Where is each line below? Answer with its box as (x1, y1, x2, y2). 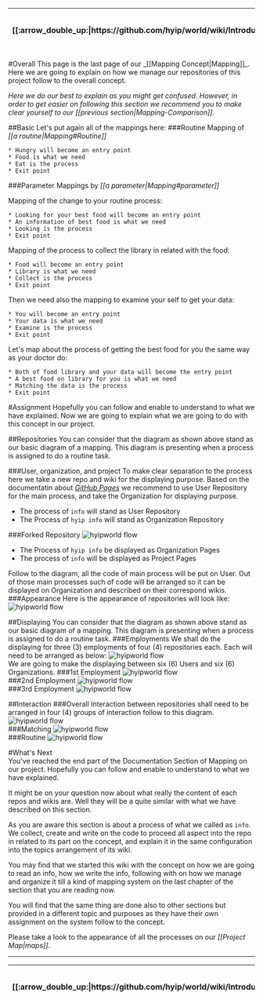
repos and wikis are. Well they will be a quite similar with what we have (8, 797, 236, 805)
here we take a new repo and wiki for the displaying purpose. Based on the (8, 475, 250, 484)
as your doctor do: (8, 353, 68, 362)
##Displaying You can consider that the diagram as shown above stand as (8, 618, 247, 626)
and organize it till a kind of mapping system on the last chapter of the (8, 877, 234, 886)
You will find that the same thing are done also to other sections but (8, 900, 226, 910)
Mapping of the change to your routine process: (8, 196, 163, 205)
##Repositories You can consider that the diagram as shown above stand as (8, 435, 254, 443)
